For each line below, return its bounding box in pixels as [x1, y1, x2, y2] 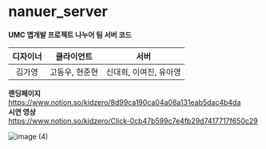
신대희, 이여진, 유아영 [105, 66, 181, 78]
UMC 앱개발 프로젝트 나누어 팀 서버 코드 [8, 30, 132, 39]
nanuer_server [8, 2, 108, 21]
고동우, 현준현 [49, 66, 98, 78]
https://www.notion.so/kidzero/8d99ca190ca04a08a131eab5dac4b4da [8, 97, 241, 107]
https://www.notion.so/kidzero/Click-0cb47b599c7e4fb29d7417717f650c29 [8, 115, 258, 126]
